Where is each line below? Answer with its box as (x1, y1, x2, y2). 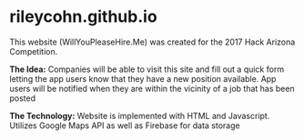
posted (9, 93, 36, 104)
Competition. (9, 45, 58, 56)
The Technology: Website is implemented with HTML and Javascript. (9, 110, 270, 121)
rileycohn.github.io (9, 6, 157, 27)
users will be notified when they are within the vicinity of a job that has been (9, 83, 295, 94)
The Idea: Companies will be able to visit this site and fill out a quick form (9, 64, 285, 75)
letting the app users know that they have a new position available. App (9, 73, 277, 84)
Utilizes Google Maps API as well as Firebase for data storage (9, 120, 240, 131)
